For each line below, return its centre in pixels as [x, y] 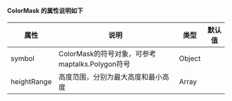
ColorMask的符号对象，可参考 [107, 54]
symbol [22, 58]
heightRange [31, 82]
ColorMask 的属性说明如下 [45, 10]
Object [190, 58]
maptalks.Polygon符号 [94, 64]
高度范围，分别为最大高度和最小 [110, 77]
